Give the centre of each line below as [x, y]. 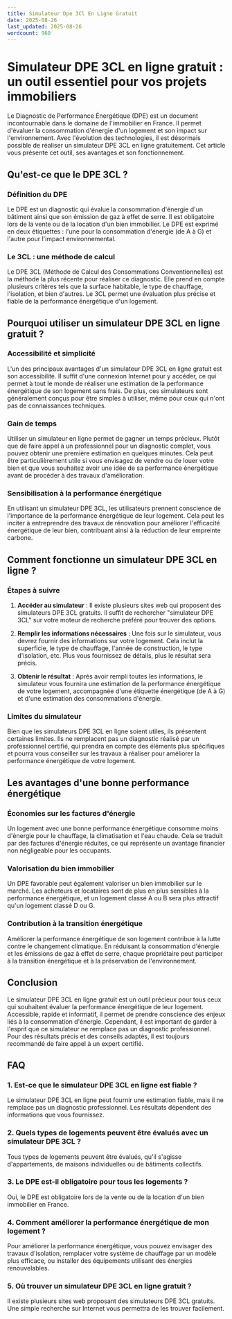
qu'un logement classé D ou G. [51, 906]
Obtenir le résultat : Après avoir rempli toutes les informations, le [110, 676]
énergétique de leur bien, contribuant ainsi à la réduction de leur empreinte [114, 530]
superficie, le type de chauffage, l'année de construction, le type [110, 648]
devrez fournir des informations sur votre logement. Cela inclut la [110, 641]
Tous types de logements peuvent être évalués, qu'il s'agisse [95, 1156]
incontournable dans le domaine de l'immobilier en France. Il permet [105, 123]
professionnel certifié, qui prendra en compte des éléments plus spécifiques [116, 746]
